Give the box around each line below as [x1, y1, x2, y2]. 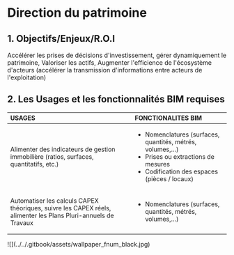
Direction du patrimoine [7, 5, 148, 21]
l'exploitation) [7, 73, 47, 82]
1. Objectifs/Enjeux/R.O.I [7, 33, 116, 45]
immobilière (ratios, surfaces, [10, 152, 94, 161]
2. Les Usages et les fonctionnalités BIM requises [7, 93, 225, 105]
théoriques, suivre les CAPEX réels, [10, 203, 111, 212]
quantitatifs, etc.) [10, 160, 59, 168]
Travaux [10, 218, 33, 227]
